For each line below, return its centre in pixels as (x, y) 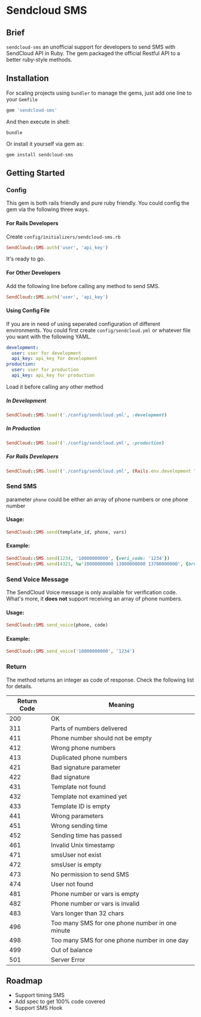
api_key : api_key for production (53, 376)
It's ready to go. (26, 259)
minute (60, 930)
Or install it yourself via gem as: (45, 144)
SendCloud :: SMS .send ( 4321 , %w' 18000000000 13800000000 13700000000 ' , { (97, 564)
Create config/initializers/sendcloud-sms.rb (63, 237)
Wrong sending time (79, 825)
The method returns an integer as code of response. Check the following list (100, 680)
